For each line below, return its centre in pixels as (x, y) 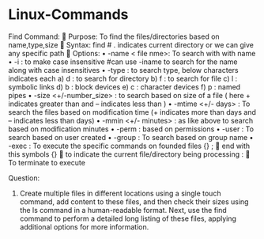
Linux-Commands (68, 15)
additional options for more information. (84, 226)
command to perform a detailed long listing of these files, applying (128, 218)
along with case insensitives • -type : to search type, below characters (123, 70)
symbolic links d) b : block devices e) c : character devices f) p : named (124, 87)
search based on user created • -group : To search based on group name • (131, 137)
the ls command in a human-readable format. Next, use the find (123, 210)
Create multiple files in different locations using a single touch (120, 193)
